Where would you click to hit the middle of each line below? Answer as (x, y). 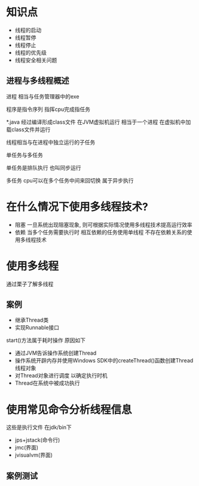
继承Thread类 (32, 320)
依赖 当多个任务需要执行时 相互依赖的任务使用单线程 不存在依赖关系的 (101, 232)
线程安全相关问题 (36, 60)
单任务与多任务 (25, 155)
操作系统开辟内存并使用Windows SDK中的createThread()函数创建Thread (104, 361)
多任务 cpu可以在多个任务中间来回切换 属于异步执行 (70, 180)
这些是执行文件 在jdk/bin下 (39, 427)
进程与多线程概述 (38, 81)
